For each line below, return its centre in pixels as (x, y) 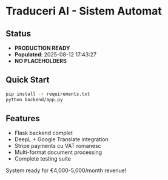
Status (18, 34)
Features (23, 118)
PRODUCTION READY (42, 48)
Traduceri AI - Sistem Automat (84, 11)
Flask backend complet (44, 133)
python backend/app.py (34, 99)
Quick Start (28, 80)
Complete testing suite (42, 159)
